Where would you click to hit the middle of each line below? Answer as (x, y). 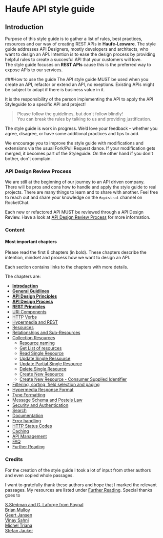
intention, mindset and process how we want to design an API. (68, 258)
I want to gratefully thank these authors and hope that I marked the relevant (81, 485)
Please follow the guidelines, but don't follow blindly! (70, 114)
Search (19, 411)
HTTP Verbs (24, 317)
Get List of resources (41, 348)
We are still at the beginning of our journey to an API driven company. (75, 182)
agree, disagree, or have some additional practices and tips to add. (72, 134)
